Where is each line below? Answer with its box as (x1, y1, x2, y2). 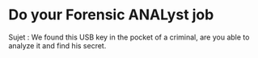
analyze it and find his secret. (8, 40, 107, 50)
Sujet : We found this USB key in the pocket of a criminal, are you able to (8, 32, 250, 42)
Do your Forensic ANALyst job (8, 6, 214, 24)
